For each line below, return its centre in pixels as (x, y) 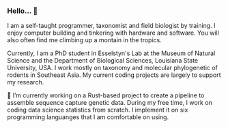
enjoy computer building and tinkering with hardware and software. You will (113, 33)
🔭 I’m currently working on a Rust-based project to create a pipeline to (106, 95)
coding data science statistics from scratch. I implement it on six (98, 110)
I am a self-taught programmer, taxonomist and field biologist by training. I (111, 26)
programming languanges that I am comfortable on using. (88, 117)
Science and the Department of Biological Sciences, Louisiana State (103, 61)
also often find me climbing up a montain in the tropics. (84, 40)
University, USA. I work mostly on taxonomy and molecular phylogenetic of (113, 68)
